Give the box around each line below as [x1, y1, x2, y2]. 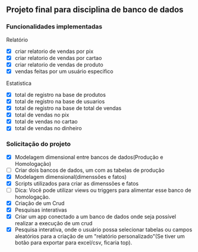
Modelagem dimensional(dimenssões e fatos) [14, 173, 127, 180]
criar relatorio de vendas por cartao [14, 54, 102, 61]
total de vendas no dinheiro [14, 125, 82, 132]
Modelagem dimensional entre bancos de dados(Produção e [14, 153, 164, 160]
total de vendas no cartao [14, 118, 78, 125]
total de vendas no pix [14, 111, 70, 118]
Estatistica [6, 80, 32, 87]
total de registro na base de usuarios [14, 98, 105, 105]
